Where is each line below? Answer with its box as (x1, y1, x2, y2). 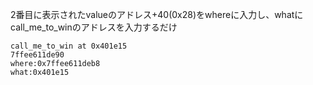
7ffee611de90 (10, 50, 65, 60)
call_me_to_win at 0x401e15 (10, 41, 128, 51)
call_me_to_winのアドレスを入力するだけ (10, 21, 178, 33)
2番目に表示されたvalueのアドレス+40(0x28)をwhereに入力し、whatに (10, 9, 304, 20)
